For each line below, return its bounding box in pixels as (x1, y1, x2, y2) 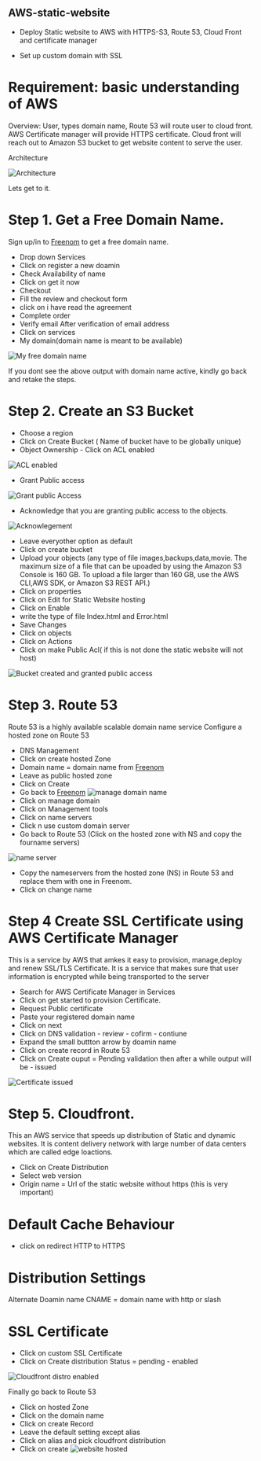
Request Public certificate (19, 1003, 103, 1013)
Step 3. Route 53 (8, 696, 118, 714)
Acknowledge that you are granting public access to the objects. (19, 506, 229, 515)
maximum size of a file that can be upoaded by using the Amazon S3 (19, 561, 242, 571)
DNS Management (19, 745, 80, 755)
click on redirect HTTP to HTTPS (19, 1242, 125, 1251)
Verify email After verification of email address (19, 318, 170, 329)
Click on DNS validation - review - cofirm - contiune (19, 1029, 187, 1038)
